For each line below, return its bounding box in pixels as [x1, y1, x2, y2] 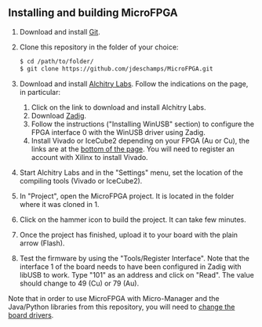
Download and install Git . [19, 27, 100, 36]
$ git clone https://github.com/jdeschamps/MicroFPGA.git [19, 64, 213, 73]
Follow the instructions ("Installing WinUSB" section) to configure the [31, 119, 255, 129]
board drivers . [8, 310, 54, 320]
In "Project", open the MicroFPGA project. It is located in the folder [19, 191, 235, 201]
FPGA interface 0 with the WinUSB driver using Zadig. [31, 127, 206, 136]
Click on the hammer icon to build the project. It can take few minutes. [19, 215, 246, 224]
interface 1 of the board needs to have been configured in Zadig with [19, 262, 242, 271]
